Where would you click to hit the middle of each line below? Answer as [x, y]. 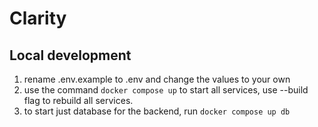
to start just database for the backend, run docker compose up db [157, 111]
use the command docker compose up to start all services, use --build [166, 90]
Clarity [38, 18]
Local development [70, 55]
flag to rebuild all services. [78, 100]
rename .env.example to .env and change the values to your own [157, 79]
